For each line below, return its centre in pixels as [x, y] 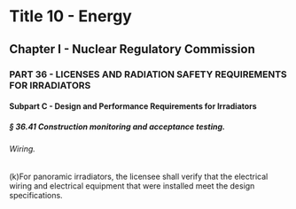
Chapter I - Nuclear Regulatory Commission [132, 49]
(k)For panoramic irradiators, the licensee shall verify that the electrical [139, 176]
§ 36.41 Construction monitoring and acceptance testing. [117, 127]
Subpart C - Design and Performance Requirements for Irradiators [133, 106]
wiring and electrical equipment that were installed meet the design [132, 186]
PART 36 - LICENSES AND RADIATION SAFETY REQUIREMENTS [148, 74]
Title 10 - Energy [71, 16]
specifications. [36, 195]
